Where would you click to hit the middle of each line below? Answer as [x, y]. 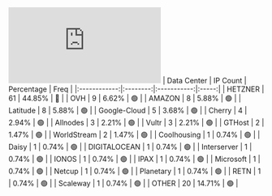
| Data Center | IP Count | [204, 81]
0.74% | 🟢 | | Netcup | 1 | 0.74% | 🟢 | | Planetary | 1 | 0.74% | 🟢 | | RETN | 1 [135, 171]
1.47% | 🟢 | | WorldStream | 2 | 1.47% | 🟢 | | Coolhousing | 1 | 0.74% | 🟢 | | [134, 134]
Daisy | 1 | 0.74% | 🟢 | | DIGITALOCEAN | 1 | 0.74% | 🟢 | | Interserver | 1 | [130, 147]
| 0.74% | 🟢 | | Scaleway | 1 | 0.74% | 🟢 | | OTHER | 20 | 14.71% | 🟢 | [123, 183]
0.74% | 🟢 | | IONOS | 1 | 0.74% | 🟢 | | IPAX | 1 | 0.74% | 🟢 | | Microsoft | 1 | [135, 159]
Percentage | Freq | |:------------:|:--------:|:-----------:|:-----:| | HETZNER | [136, 89]
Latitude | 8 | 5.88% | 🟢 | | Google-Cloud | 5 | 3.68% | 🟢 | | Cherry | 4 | [128, 110]
